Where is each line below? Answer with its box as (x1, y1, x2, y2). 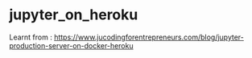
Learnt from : (9, 32, 53, 42)
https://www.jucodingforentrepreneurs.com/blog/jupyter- (54, 32, 245, 42)
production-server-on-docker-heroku (9, 40, 134, 50)
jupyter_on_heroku (9, 6, 138, 24)
